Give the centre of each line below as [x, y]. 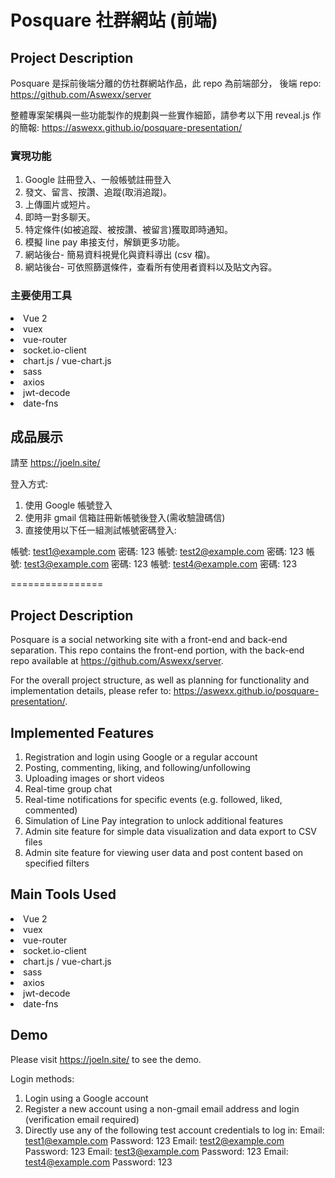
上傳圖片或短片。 [60, 205]
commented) [51, 810]
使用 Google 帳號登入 [68, 505]
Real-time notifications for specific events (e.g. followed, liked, [153, 800]
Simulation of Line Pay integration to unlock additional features [154, 821]
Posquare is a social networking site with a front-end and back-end [149, 640]
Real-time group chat [68, 789]
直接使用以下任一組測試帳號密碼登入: [100, 530]
